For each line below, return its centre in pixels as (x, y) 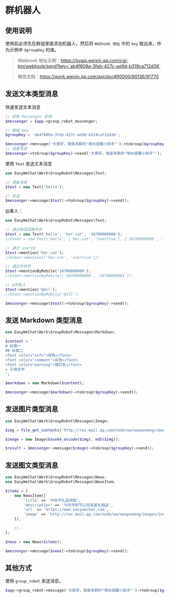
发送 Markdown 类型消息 (44, 320)
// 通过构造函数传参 (24, 230)
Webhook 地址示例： (39, 60)
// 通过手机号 (18, 267)
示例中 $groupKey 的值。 (34, 50)
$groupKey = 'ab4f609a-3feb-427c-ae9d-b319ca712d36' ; (63, 135)
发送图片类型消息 (32, 409)
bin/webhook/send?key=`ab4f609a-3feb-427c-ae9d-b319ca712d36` (89, 66)
